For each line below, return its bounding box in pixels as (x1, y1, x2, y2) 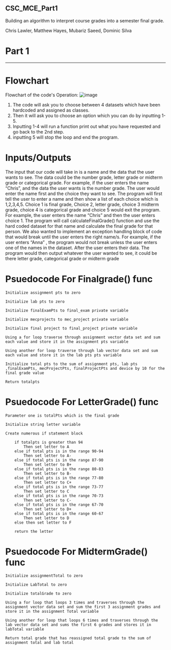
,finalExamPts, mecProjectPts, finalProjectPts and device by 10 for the (5, 366, 165, 371)
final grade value (5, 370, 44, 375)
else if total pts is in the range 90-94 (14, 448, 103, 454)
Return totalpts (5, 379, 40, 384)
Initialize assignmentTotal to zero (5, 573, 83, 579)
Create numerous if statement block (5, 430, 83, 436)
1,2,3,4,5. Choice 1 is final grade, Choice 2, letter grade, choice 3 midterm (5, 201, 159, 207)
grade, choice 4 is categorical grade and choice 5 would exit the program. (5, 206, 161, 213)
